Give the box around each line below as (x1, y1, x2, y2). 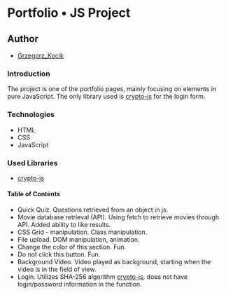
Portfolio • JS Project (7, 5, 131, 21)
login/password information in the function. (17, 280, 142, 289)
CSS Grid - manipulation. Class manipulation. (17, 228, 148, 236)
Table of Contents (7, 190, 61, 198)
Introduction (7, 69, 50, 78)
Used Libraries (7, 158, 58, 167)
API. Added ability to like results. (17, 221, 111, 229)
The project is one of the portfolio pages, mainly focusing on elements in (7, 85, 217, 93)
